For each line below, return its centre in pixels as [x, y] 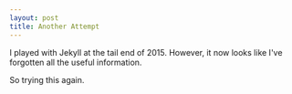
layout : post [34, 18]
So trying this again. [47, 79]
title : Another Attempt [55, 26]
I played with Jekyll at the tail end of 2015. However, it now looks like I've [146, 52]
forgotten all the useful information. [76, 62]
